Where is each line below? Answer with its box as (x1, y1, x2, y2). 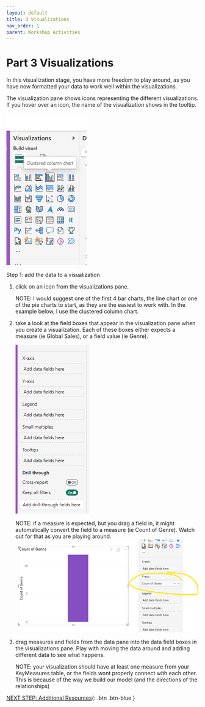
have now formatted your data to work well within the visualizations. (6, 83, 178, 90)
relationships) (15, 682, 50, 689)
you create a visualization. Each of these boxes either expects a (15, 326, 176, 334)
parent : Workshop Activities (6, 29, 81, 35)
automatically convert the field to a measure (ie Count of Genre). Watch (15, 526, 195, 534)
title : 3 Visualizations (6, 16, 70, 23)
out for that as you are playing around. (15, 533, 112, 540)
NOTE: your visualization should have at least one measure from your (15, 662, 190, 670)
